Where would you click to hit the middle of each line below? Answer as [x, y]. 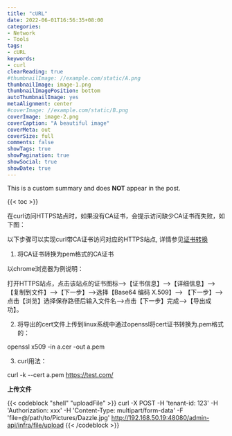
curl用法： [32, 360]
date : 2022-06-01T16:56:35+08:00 [55, 20]
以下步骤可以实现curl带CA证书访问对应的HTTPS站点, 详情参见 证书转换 [108, 239]
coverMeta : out [29, 130]
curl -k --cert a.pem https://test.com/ [60, 374]
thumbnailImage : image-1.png [49, 85]
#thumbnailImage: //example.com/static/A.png [74, 78]
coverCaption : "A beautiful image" [59, 123]
